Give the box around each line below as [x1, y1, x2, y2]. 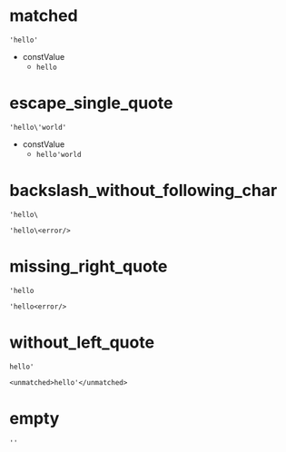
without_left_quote [9, 332, 155, 352]
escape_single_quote [9, 93, 173, 113]
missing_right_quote [9, 256, 168, 277]
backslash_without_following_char [9, 181, 278, 201]
